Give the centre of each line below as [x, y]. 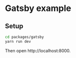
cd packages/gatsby [25, 37]
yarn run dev [18, 41]
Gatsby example [38, 8]
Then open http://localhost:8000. [38, 50]
